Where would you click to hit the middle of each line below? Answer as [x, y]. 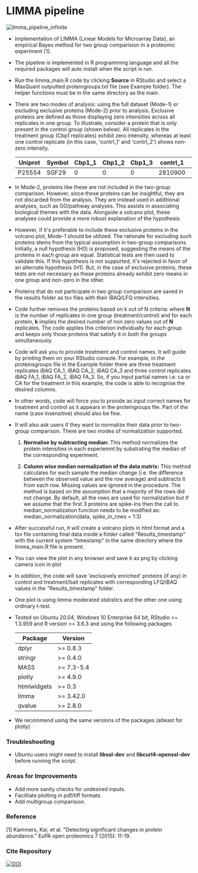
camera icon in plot [38, 564]
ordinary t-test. [33, 606]
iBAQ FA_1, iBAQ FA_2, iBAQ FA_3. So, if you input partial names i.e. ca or [102, 377]
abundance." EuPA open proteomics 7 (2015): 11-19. [69, 836]
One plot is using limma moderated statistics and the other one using [98, 599]
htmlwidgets [34, 686]
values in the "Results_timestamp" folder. [65, 588]
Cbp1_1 [85, 162]
